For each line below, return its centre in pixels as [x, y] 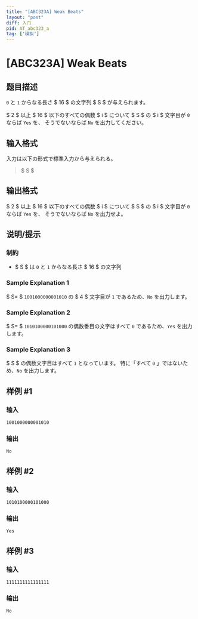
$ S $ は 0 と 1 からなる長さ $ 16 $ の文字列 [68, 267]
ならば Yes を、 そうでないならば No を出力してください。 [77, 122]
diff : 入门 [19, 23]
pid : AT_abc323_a [28, 28]
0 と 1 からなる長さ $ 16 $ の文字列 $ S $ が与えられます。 [78, 103]
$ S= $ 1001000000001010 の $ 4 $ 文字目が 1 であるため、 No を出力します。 [98, 297]
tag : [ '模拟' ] [23, 34]
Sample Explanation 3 [38, 349]
